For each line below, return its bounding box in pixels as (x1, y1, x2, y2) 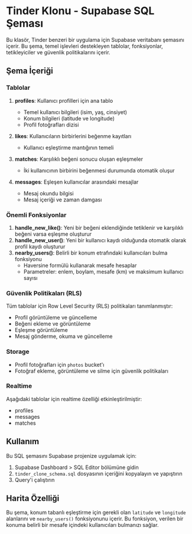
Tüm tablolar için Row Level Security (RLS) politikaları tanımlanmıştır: (6, 302, 173, 310)
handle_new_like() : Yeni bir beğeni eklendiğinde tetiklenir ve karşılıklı (14, 224, 184, 231)
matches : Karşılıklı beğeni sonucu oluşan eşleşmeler (14, 155, 144, 162)
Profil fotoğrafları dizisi (23, 121, 79, 128)
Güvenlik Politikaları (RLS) (6, 289, 82, 297)
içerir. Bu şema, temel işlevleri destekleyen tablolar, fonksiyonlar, (6, 43, 164, 50)
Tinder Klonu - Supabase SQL (6, 4, 155, 18)
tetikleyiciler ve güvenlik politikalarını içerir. (6, 48, 110, 56)
